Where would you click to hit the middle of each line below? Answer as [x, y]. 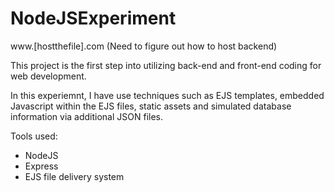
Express [41, 166]
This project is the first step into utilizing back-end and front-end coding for [166, 65]
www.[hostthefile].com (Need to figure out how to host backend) [144, 46]
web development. [48, 76]
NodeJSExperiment [93, 18]
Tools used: [34, 136]
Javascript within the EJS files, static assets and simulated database [151, 106]
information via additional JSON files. [87, 116]
